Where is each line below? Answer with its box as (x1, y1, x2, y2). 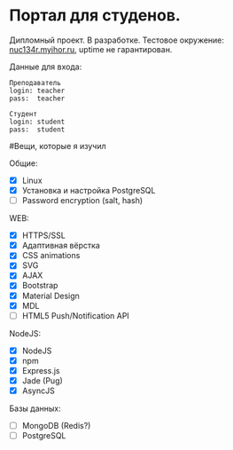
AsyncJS (21, 385, 55, 396)
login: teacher (9, 86, 66, 95)
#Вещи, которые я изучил (9, 140, 106, 151)
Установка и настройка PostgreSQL (21, 186, 156, 195)
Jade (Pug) (21, 375, 64, 386)
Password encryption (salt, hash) (21, 195, 144, 206)
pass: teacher (9, 94, 66, 103)
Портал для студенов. (9, 5, 182, 26)
